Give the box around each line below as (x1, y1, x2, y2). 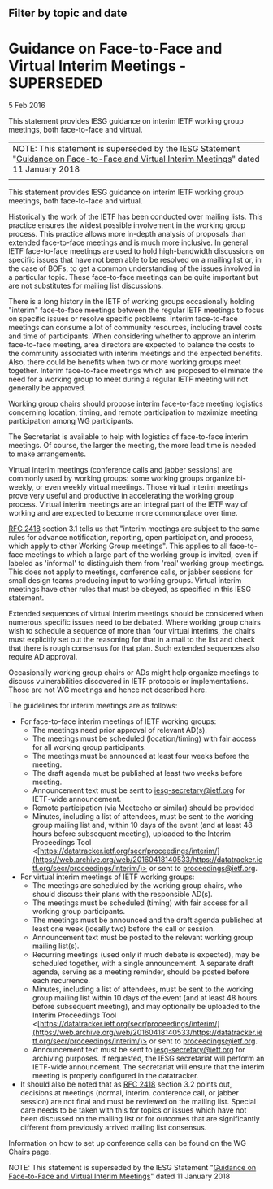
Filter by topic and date (8, 7, 128, 20)
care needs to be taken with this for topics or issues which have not (19, 1105, 247, 1115)
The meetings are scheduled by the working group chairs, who (32, 881, 243, 891)
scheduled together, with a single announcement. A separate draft (32, 959, 254, 969)
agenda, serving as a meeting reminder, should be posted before (32, 967, 250, 977)
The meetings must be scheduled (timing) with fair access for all (32, 898, 249, 908)
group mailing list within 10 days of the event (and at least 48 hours (32, 993, 258, 1003)
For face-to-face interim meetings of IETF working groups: (19, 716, 217, 726)
